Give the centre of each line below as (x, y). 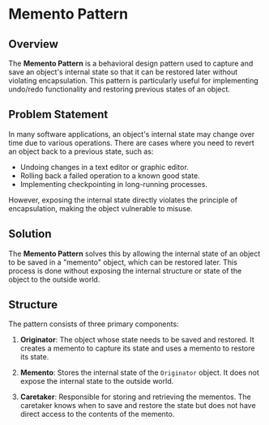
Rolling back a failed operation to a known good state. (110, 176)
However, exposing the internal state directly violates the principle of (123, 200)
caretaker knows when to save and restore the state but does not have (138, 406)
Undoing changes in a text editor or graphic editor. (104, 167)
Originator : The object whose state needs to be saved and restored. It (137, 340)
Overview (34, 44)
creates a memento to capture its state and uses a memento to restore (137, 348)
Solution (30, 234)
